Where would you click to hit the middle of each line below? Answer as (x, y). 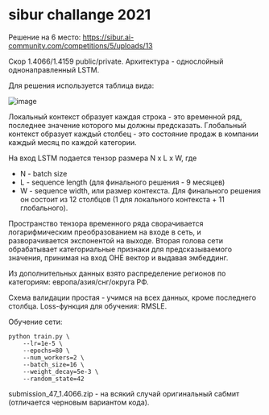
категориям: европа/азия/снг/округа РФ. (79, 282)
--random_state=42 (54, 379)
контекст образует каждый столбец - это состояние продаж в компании (134, 134)
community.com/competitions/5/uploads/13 (81, 45)
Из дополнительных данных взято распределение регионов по (117, 273)
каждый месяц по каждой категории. (72, 142)
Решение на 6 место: (45, 37)
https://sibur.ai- (108, 37)
